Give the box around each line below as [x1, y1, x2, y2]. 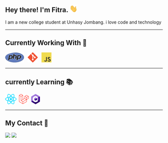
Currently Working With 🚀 [5, 39, 87, 47]
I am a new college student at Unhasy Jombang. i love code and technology [5, 19, 161, 25]
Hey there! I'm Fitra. [5, 6, 68, 15]
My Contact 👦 [5, 119, 48, 127]
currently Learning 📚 [5, 78, 73, 86]
